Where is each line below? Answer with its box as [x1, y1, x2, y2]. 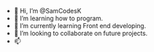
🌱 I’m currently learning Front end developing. [13, 22, 146, 30]
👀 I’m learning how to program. [13, 14, 104, 22]
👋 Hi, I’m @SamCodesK [13, 7, 82, 15]
